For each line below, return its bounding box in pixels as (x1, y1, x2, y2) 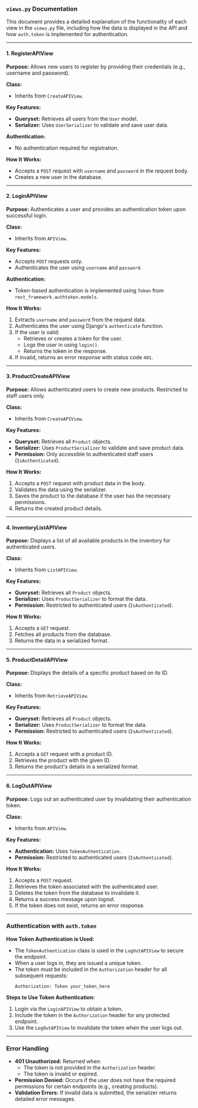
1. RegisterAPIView (6, 50, 54, 57)
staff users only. (6, 392, 45, 399)
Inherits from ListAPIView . (14, 566, 78, 573)
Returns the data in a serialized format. (14, 637, 109, 644)
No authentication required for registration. (14, 144, 119, 151)
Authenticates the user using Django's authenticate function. (14, 322, 164, 329)
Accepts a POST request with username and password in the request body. (14, 167, 189, 174)
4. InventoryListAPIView (6, 524, 67, 531)
